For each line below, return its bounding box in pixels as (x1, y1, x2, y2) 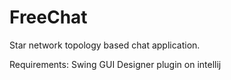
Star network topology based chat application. (9, 39, 201, 51)
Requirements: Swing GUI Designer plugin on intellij (9, 58, 222, 70)
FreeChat (9, 6, 88, 29)
